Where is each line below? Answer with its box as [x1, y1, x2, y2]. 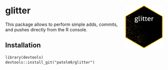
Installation [5, 41, 41, 50]
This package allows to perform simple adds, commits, [5, 21, 118, 27]
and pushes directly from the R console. [5, 26, 87, 32]
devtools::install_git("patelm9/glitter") [5, 60, 95, 65]
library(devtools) [5, 55, 43, 60]
